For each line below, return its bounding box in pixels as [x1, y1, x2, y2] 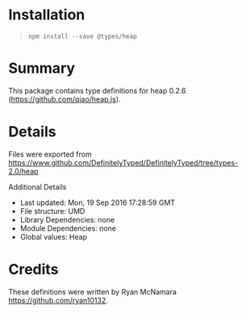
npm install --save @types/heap [27, 32, 137, 40]
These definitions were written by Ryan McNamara [8, 286, 177, 296]
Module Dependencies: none [19, 223, 117, 233]
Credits [8, 261, 59, 278]
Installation [8, 6, 85, 24]
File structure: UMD [19, 206, 85, 215]
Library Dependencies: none [19, 215, 115, 224]
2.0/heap [8, 166, 39, 176]
